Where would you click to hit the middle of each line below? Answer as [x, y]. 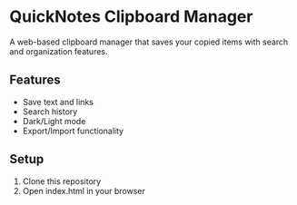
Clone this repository [62, 181]
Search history [50, 112]
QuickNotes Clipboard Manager [131, 17]
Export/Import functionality [73, 131]
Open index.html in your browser [84, 190]
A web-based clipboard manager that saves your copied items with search [149, 42]
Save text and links [58, 102]
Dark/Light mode [54, 121]
